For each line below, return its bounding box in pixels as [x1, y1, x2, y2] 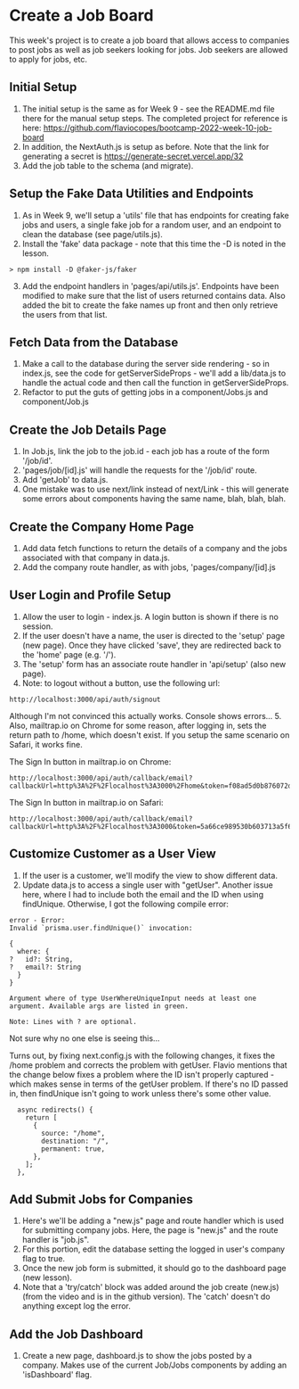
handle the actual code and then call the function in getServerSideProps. [21, 377, 289, 388]
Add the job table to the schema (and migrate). [21, 160, 194, 170]
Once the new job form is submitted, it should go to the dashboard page [21, 1263, 287, 1274]
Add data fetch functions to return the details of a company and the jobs [21, 543, 287, 553]
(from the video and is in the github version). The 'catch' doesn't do [21, 1291, 271, 1302]
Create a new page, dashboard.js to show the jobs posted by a [21, 1351, 252, 1361]
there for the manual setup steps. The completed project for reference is [21, 112, 288, 123]
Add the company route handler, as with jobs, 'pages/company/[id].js [21, 562, 276, 572]
